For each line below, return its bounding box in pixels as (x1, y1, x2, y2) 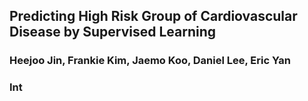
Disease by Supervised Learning (9, 24, 217, 41)
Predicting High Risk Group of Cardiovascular (9, 8, 298, 25)
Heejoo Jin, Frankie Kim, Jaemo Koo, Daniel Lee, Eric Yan (9, 54, 291, 68)
